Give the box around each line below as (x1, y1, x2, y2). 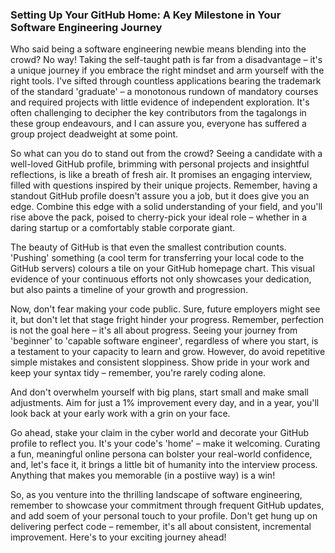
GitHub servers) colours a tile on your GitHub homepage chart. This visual (10, 263, 315, 275)
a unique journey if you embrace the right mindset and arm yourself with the (10, 64, 325, 77)
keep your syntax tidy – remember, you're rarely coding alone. (10, 367, 267, 379)
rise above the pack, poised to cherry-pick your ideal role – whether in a (10, 211, 308, 223)
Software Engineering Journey (10, 20, 163, 34)
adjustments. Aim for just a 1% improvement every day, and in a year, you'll (10, 397, 320, 409)
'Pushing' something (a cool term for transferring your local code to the (10, 252, 305, 264)
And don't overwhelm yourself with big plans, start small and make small (10, 386, 310, 398)
